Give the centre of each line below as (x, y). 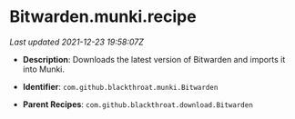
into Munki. (44, 69)
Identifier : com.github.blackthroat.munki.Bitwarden (120, 86)
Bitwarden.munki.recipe (103, 17)
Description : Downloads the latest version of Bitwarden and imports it (154, 59)
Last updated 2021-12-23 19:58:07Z (76, 42)
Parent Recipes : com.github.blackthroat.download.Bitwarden (137, 104)
